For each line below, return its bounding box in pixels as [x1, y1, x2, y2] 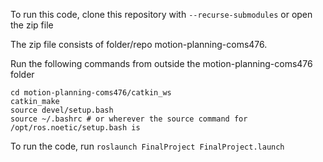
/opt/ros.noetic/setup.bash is [10, 123, 141, 133]
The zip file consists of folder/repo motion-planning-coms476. [10, 39, 268, 50]
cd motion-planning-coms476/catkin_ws [10, 88, 172, 98]
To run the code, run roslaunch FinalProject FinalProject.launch [10, 140, 285, 152]
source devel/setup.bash [10, 105, 114, 115]
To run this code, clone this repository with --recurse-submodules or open [10, 9, 313, 20]
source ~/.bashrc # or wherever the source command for [10, 114, 248, 124]
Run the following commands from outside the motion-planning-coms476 [10, 58, 313, 69]
